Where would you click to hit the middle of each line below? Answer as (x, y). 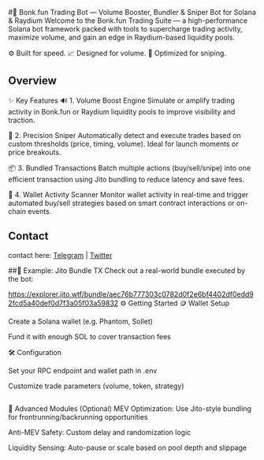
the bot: (21, 279)
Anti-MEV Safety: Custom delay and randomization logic (100, 432)
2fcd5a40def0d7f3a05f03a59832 (63, 303)
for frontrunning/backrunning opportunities (78, 417)
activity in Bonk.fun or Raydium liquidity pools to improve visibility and (122, 111)
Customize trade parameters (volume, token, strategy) (96, 386)
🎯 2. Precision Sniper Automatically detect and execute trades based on (125, 135)
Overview (33, 81)
